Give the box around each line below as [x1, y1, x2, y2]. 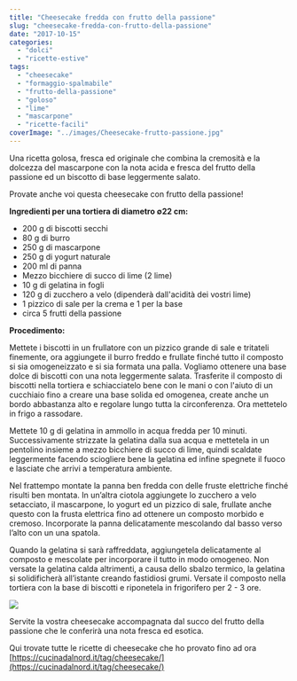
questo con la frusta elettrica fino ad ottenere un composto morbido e [9, 508, 264, 519]
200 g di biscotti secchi [21, 223, 108, 233]
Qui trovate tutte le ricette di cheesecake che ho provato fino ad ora [9, 642, 257, 653]
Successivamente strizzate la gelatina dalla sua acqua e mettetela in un [9, 434, 270, 445]
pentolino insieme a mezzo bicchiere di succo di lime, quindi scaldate [9, 444, 262, 455]
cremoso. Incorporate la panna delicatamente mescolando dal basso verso [9, 518, 283, 528]
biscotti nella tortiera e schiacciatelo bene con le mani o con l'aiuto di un [9, 380, 273, 390]
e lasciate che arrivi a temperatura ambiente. [9, 463, 173, 474]
